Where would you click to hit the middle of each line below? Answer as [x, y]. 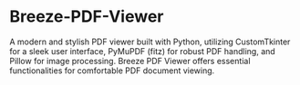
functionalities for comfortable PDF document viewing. [112, 71]
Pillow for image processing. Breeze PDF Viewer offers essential [130, 61]
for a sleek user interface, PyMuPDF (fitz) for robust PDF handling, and [142, 51]
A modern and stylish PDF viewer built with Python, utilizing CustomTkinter [150, 42]
